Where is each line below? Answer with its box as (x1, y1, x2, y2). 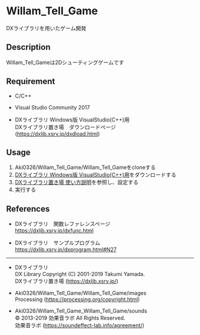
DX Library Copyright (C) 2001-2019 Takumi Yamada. (14, 271, 145, 278)
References (6, 203, 50, 214)
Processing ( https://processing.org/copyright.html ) (14, 296, 140, 303)
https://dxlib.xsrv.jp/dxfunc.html (14, 227, 94, 234)
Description (6, 42, 51, 52)
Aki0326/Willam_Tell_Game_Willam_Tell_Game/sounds (14, 308, 148, 315)
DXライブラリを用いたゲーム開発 (6, 24, 86, 32)
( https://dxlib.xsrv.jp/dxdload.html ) (14, 130, 100, 137)
